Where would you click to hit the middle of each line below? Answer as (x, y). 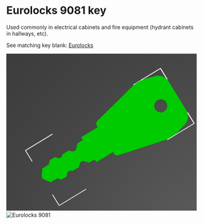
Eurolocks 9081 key (56, 11)
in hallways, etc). (27, 33)
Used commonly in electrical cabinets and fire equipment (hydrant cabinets (100, 27)
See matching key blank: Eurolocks (50, 45)
